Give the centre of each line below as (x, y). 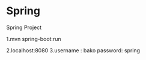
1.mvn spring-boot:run (34, 39)
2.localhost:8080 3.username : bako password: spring (73, 50)
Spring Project (24, 27)
